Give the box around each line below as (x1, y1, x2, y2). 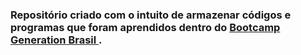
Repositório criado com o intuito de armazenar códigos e (10, 8, 292, 22)
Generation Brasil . (10, 33, 103, 47)
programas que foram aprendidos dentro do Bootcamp (10, 20, 281, 34)
